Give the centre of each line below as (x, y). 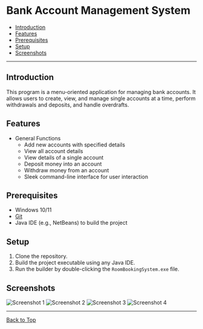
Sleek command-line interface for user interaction (86, 177)
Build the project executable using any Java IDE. (75, 263)
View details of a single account (64, 157)
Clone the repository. (41, 256)
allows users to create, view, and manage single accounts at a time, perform (101, 98)
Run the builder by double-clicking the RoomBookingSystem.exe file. (97, 269)
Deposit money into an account (63, 164)
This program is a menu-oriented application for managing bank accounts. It (101, 92)
